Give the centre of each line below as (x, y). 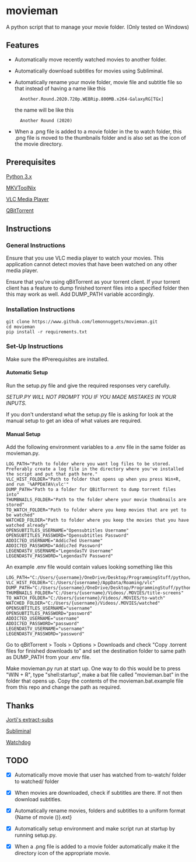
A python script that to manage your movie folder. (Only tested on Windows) (98, 27)
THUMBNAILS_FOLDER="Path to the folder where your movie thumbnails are (96, 500)
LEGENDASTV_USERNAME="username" (45, 629)
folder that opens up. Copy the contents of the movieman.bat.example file (95, 681)
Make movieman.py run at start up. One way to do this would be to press (93, 668)
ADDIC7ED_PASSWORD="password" (43, 624)
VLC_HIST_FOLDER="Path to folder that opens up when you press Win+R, (94, 480)
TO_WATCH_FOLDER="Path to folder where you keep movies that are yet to (96, 510)
